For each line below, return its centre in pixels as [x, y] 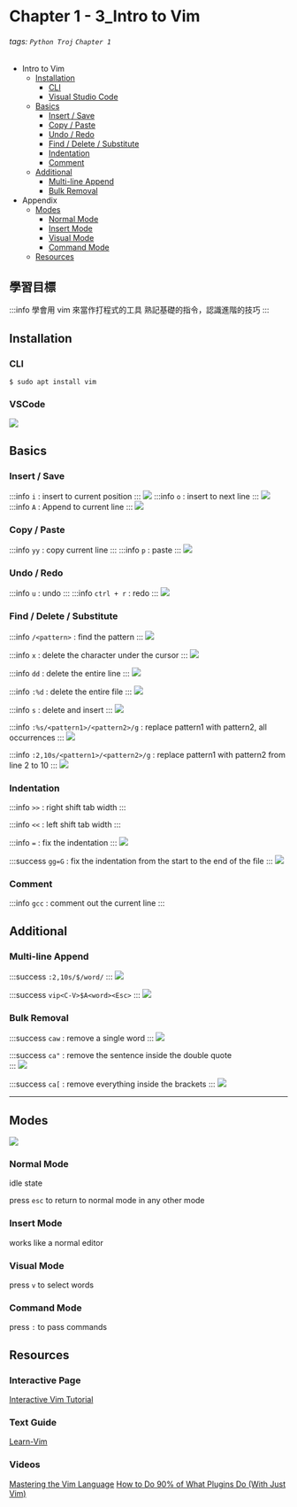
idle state [26, 1183]
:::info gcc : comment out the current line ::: [87, 903]
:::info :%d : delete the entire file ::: [71, 692]
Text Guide [33, 1422]
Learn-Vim [28, 1441]
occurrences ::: [37, 738]
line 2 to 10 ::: [33, 765]
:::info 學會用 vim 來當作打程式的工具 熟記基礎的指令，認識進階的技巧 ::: [139, 310]
